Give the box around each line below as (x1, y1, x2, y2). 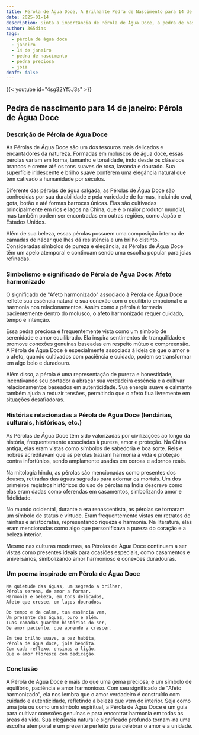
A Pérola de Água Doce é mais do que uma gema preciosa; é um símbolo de (6, 679, 192, 686)
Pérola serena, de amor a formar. (6, 588, 92, 595)
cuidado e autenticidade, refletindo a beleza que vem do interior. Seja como (6, 697, 191, 705)
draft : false (6, 70, 38, 76)
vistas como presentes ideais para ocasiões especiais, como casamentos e (6, 548, 191, 556)
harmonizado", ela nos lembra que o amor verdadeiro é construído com (6, 691, 181, 698)
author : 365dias (6, 25, 46, 32)
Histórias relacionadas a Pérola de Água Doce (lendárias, (6, 411, 173, 419)
